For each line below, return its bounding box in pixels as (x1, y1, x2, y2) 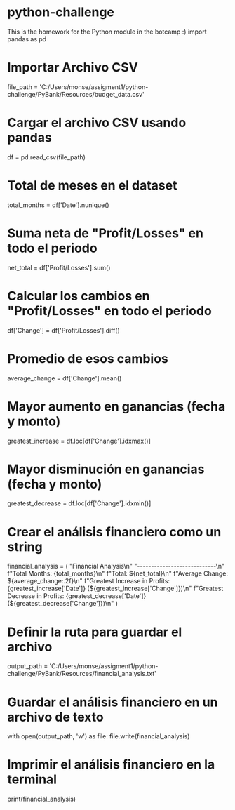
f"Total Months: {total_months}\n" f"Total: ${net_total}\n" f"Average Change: (7, 569, 228, 578)
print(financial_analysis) (7, 795, 76, 804)
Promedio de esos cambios (7, 350, 168, 366)
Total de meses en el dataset (7, 178, 177, 193)
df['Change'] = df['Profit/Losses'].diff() (7, 326, 121, 334)
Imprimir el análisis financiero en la (7, 757, 215, 773)
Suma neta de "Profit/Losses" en (7, 225, 203, 241)
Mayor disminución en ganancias (7, 461, 205, 477)
